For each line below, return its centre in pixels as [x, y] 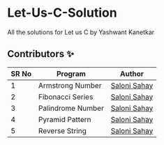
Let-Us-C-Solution [62, 13]
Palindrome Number [71, 108]
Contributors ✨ [41, 54]
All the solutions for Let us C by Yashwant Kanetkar [81, 32]
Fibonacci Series [66, 97]
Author [132, 73]
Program [71, 73]
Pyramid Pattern [65, 119]
